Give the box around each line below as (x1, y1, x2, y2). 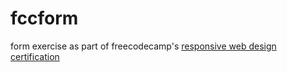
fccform (10, 7, 79, 30)
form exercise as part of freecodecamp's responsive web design (10, 40, 277, 52)
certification (10, 50, 60, 62)
